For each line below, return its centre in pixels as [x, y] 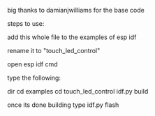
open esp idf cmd [32, 64]
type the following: [34, 78]
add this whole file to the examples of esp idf [72, 37]
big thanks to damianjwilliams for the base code [76, 10]
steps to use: [26, 23]
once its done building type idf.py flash [63, 105]
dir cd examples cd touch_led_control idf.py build [78, 91]
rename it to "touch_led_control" [54, 51]
